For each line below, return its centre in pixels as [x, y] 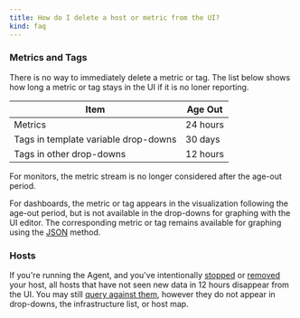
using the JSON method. [55, 232]
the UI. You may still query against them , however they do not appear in [142, 295]
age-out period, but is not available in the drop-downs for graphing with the [150, 212]
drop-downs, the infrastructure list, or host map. [99, 304]
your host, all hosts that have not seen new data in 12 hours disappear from [149, 285]
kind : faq [28, 26]
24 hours [204, 125]
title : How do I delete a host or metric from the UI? [115, 18]
